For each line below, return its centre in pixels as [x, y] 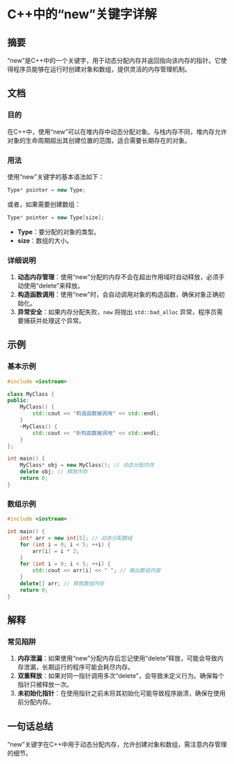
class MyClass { [31, 394]
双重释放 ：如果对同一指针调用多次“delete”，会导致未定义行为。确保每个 [121, 676]
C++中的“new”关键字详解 [82, 14]
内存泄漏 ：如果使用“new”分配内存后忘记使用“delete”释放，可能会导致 [117, 658]
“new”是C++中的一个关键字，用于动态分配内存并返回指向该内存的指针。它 [114, 61]
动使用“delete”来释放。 [50, 286]
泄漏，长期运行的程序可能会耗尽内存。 [79, 667]
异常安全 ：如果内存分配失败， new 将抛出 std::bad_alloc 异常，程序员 [117, 312]
